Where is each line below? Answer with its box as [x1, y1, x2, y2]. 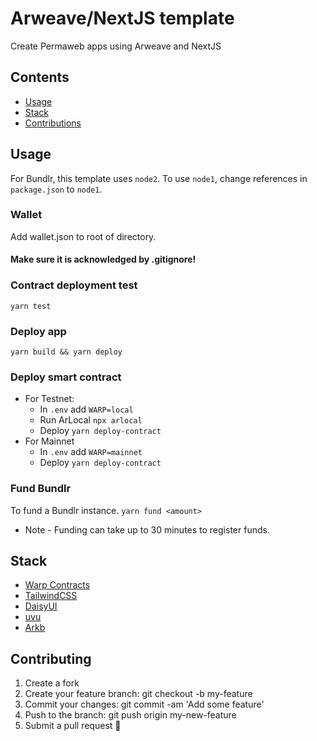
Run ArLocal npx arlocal [39, 414, 143, 426]
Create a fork [24, 677, 80, 689]
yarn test [10, 301, 52, 311]
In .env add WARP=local [39, 403, 134, 416]
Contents [10, 69, 70, 86]
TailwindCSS [24, 590, 78, 602]
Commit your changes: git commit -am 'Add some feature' [24, 698, 265, 711]
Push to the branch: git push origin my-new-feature [24, 709, 237, 721]
